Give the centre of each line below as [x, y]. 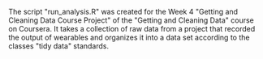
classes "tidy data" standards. [59, 46]
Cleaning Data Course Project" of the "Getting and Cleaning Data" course [131, 20]
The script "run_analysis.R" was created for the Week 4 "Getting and [123, 12]
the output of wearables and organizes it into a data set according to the [129, 37]
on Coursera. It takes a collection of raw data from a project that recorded [132, 29]
